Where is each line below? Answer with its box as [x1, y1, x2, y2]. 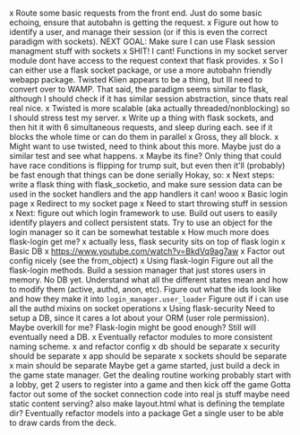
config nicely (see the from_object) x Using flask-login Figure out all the [9, 256, 274, 265]
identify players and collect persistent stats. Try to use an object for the [9, 217, 273, 228]
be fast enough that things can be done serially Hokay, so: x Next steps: [9, 170, 275, 180]
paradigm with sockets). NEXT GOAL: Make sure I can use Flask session [9, 36, 276, 47]
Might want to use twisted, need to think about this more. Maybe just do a [9, 141, 281, 152]
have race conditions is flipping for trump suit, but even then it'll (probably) [9, 161, 286, 170]
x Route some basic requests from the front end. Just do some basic [9, 8, 262, 18]
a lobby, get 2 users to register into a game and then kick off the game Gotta [9, 379, 291, 389]
